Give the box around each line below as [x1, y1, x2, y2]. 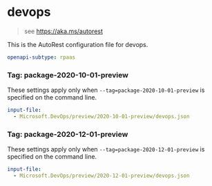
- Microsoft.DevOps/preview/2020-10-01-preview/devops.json [13, 113, 190, 120]
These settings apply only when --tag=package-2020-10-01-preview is [7, 86, 205, 94]
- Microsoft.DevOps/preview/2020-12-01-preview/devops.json [13, 172, 190, 180]
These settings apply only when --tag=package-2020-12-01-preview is [7, 145, 205, 154]
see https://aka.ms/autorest [23, 27, 104, 35]
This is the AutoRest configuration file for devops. [7, 40, 148, 48]
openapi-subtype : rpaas [7, 53, 76, 61]
